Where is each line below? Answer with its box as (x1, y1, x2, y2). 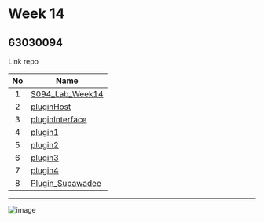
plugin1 (31, 127, 59, 137)
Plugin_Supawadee (31, 178, 102, 188)
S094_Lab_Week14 (31, 89, 104, 99)
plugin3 (31, 152, 59, 163)
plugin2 (31, 140, 59, 150)
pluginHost (31, 101, 71, 112)
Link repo (8, 56, 39, 66)
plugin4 (31, 166, 59, 176)
